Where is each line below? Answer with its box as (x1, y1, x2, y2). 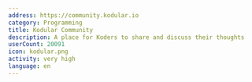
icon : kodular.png (8, 48, 69, 55)
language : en (8, 62, 51, 70)
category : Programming (8, 19, 83, 27)
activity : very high (8, 55, 76, 63)
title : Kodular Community (8, 26, 93, 34)
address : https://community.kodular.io (8, 11, 139, 20)
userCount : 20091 (8, 41, 65, 48)
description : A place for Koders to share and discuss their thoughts (8, 33, 245, 41)
